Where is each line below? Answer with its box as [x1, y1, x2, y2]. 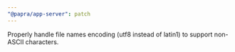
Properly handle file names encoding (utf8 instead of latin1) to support [7, 30, 213, 38]
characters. [25, 37, 59, 46]
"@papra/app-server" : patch [7, 10, 91, 18]
